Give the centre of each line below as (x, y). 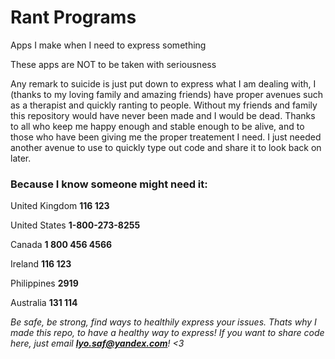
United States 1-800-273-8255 (75, 225)
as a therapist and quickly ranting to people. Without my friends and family (164, 105)
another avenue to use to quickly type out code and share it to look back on (166, 147)
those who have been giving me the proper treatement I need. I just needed (166, 137)
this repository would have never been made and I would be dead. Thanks (163, 115)
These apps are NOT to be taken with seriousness (113, 64)
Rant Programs (73, 17)
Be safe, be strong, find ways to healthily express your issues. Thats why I (163, 322)
